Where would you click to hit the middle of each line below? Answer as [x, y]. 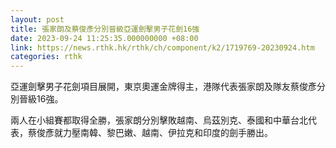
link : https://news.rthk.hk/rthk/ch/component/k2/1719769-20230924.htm [162, 47]
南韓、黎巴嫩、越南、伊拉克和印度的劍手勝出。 [176, 133]
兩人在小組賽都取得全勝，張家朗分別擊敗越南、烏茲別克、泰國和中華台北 [159, 120]
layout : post [37, 19]
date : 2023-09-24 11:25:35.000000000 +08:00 [104, 38]
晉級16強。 [41, 99]
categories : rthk [46, 57]
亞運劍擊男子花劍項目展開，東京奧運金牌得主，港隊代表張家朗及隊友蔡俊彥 [163, 87]
